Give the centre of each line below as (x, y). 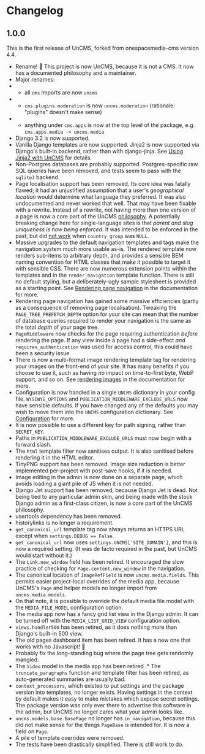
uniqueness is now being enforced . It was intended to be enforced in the (106, 229)
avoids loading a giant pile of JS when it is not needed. (84, 483)
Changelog (35, 11)
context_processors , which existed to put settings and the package (100, 686)
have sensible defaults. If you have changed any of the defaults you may (107, 405)
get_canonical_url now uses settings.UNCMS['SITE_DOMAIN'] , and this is (106, 542)
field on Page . (32, 731)
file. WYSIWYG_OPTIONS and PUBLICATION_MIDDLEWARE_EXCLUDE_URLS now (102, 399)
